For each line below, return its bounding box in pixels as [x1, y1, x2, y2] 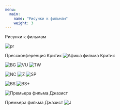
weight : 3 [14, 20, 34, 26]
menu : [5, 7, 16, 12]
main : [9, 12, 21, 16]
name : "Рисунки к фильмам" [14, 16, 68, 21]
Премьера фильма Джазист [5, 100, 63, 106]
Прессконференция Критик [5, 53, 62, 59]
